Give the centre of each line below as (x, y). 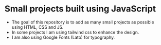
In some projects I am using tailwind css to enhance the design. (75, 32)
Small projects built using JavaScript (80, 9)
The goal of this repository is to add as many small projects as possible (83, 22)
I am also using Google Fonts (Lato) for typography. (63, 37)
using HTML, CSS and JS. (37, 27)
